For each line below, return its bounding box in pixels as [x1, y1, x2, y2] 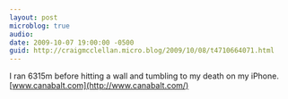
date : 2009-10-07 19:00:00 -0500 [9, 37, 135, 47]
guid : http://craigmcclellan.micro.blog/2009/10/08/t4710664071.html [9, 46, 275, 55]
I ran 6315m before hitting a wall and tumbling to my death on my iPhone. [9, 70, 280, 81]
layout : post [9, 12, 58, 22]
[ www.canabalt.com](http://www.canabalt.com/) [9, 80, 189, 91]
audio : [9, 29, 34, 38]
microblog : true [9, 21, 70, 30]
